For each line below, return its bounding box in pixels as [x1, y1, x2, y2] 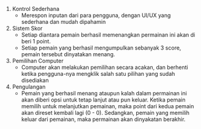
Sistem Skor [12, 24, 43, 32]
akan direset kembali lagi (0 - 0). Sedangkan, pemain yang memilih [21, 109, 190, 116]
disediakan [21, 76, 49, 84]
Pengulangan [12, 83, 46, 90]
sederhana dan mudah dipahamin [21, 18, 106, 25]
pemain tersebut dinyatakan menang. [21, 51, 115, 57]
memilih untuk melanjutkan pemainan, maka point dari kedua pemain [21, 103, 194, 109]
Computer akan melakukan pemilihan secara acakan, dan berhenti [21, 64, 188, 71]
